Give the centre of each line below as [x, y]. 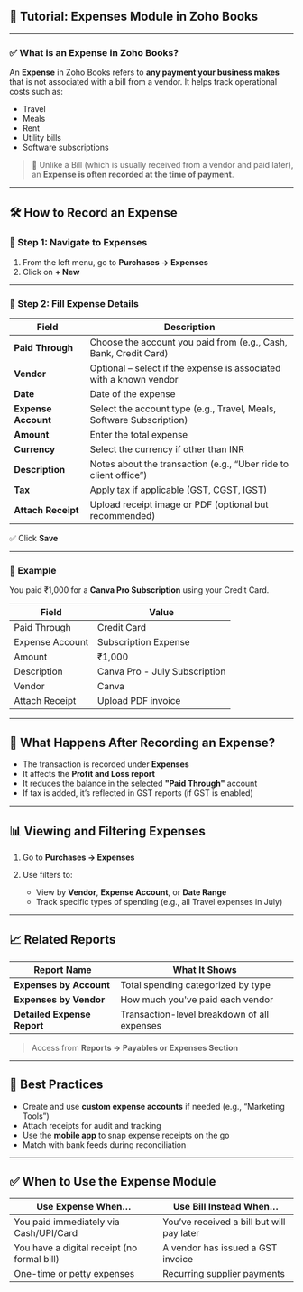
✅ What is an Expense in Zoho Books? [94, 52]
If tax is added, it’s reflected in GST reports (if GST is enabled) [138, 793]
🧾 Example [33, 571]
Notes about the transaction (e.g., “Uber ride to [189, 464]
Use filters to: [47, 875]
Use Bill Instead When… [226, 1207]
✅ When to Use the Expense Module [113, 1181]
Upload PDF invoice [139, 701]
